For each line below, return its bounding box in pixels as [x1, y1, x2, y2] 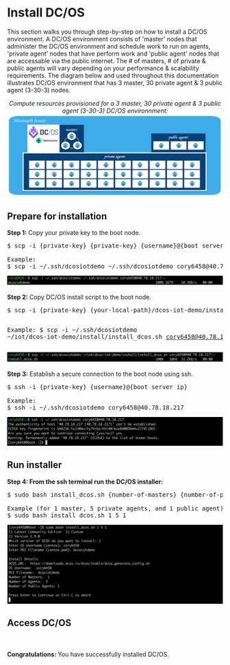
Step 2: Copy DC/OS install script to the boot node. [7, 293, 152, 302]
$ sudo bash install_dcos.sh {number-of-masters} [7, 491, 177, 499]
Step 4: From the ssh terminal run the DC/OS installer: [7, 477, 164, 486]
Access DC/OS [7, 617, 72, 629]
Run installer [7, 459, 62, 471]
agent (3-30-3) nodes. [7, 86, 71, 94]
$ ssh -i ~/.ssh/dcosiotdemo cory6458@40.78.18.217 [7, 404, 185, 412]
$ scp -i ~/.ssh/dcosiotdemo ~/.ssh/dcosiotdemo [7, 262, 173, 271]
